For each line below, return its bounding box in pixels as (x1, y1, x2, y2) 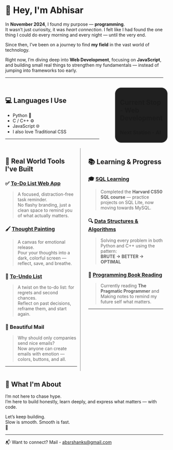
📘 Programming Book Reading (88, 271, 162, 278)
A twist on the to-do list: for (17, 284, 74, 291)
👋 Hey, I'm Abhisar (5, 5, 84, 16)
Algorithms (88, 226, 116, 233)
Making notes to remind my (100, 294, 157, 300)
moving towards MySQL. (100, 205, 151, 211)
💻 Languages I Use (5, 97, 67, 105)
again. (17, 311, 31, 317)
